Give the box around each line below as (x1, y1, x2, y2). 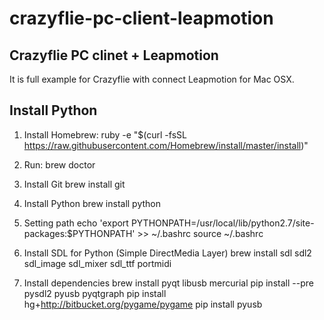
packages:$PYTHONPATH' (23, 227, 136, 239)
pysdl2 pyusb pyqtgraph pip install (23, 287, 167, 299)
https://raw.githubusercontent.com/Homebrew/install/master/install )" (23, 139, 309, 151)
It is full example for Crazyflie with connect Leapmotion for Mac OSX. (9, 73, 295, 85)
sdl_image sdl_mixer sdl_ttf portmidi (23, 257, 172, 269)
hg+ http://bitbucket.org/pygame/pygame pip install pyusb (23, 298, 263, 310)
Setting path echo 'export (23, 217, 129, 229)
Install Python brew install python (23, 197, 162, 209)
